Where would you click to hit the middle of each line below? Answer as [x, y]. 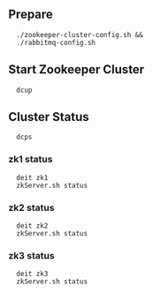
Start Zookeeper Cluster [76, 70]
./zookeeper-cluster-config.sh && [80, 34]
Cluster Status [49, 117]
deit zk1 [32, 177]
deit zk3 [32, 274]
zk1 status [31, 160]
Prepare [31, 15]
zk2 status [31, 207]
